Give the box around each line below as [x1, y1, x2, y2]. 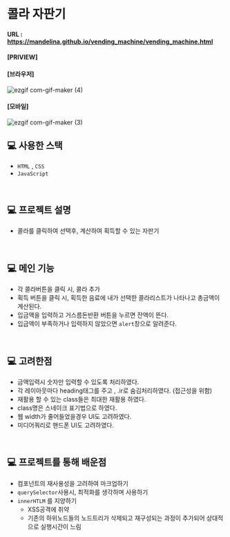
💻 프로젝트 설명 [7, 204, 71, 216]
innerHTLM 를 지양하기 [17, 496, 77, 505]
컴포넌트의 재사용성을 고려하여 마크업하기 [17, 479, 129, 487]
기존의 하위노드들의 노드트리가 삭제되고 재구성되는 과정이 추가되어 [27, 514, 205, 522]
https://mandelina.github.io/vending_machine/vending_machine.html [7, 37, 213, 46]
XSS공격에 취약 [27, 505, 70, 514]
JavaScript [17, 170, 49, 177]
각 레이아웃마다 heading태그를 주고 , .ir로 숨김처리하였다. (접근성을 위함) [17, 386, 213, 395]
